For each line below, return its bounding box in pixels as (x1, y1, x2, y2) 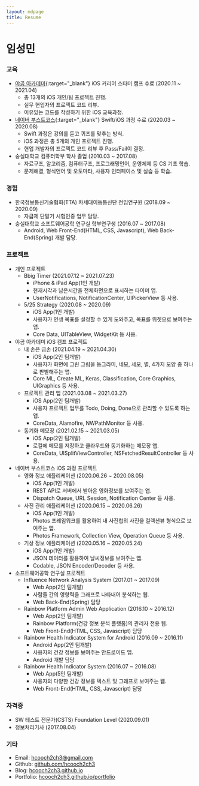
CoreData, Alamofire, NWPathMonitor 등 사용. (32, 419, 145, 427)
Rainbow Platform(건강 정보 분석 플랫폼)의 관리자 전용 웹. (32, 619, 168, 627)
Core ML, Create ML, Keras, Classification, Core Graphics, (32, 374, 176, 382)
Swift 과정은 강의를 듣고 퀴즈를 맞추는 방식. (23, 130, 124, 137)
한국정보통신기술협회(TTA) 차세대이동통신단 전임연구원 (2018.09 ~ (14, 199, 171, 206)
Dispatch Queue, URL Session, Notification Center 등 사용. (32, 494, 175, 502)
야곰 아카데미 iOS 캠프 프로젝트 (14, 338, 88, 345)
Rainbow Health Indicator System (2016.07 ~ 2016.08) (23, 662, 157, 670)
